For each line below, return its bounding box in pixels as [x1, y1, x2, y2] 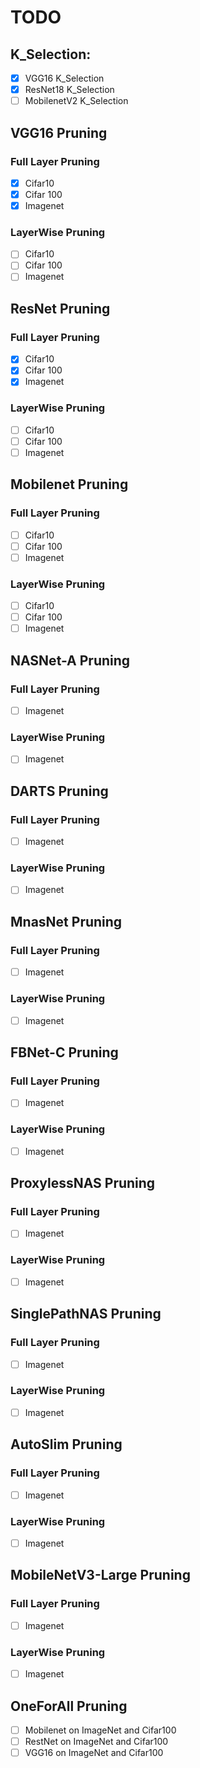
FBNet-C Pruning [10, 1044, 119, 1061]
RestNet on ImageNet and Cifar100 [24, 1736, 169, 1748]
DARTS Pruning [10, 782, 109, 800]
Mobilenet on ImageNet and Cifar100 [24, 1724, 177, 1736]
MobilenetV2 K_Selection [24, 95, 129, 107]
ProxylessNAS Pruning [10, 1175, 156, 1192]
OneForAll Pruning [10, 1697, 128, 1715]
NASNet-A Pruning [10, 652, 131, 669]
